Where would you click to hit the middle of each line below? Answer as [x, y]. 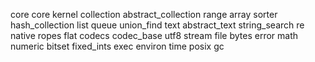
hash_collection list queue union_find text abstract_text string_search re [157, 25]
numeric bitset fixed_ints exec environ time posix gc [117, 46]
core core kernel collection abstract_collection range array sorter [144, 14]
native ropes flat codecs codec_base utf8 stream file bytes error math [154, 35]
